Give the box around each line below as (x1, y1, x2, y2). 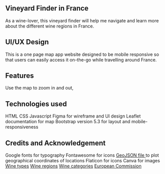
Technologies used (5, 99, 67, 108)
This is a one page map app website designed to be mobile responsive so (5, 51, 159, 57)
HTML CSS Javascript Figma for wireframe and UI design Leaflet (5, 113, 141, 119)
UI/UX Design (5, 38, 49, 46)
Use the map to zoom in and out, (5, 85, 74, 91)
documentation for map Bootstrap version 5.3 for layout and (5, 119, 130, 125)
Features (5, 71, 34, 80)
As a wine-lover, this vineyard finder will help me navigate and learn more (5, 17, 159, 23)
